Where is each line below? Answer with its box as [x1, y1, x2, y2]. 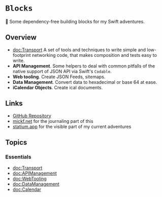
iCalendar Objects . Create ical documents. [12, 84, 103, 90]
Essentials [5, 153, 31, 160]
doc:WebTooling [12, 176, 47, 182]
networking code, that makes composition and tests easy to [32, 52, 157, 58]
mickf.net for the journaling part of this [12, 118, 93, 124]
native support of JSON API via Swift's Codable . [12, 68, 112, 74]
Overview [5, 33, 37, 42]
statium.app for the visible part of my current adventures [12, 123, 132, 129]
